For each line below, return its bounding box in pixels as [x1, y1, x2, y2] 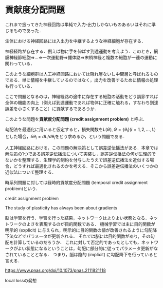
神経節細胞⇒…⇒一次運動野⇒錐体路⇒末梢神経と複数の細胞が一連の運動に [9, 54, 157, 60]
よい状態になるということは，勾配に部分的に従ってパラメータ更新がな [18, 245, 158, 251]
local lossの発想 [5, 277, 37, 283]
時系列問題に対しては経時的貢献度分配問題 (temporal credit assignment [5, 179, 148, 185]
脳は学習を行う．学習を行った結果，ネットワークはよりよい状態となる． [5, 215, 150, 221]
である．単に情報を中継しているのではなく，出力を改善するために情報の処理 [5, 77, 159, 83]
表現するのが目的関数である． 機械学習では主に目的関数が [38, 221, 156, 227]
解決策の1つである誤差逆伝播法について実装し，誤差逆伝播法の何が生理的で [5, 151, 156, 157]
